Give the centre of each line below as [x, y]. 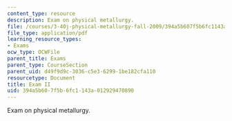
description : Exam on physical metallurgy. [71, 20]
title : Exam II [29, 84]
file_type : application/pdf [48, 33]
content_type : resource [41, 13]
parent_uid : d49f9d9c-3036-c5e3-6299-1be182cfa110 [81, 71]
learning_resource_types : [44, 39]
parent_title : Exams [37, 59]
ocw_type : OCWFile [33, 53]
